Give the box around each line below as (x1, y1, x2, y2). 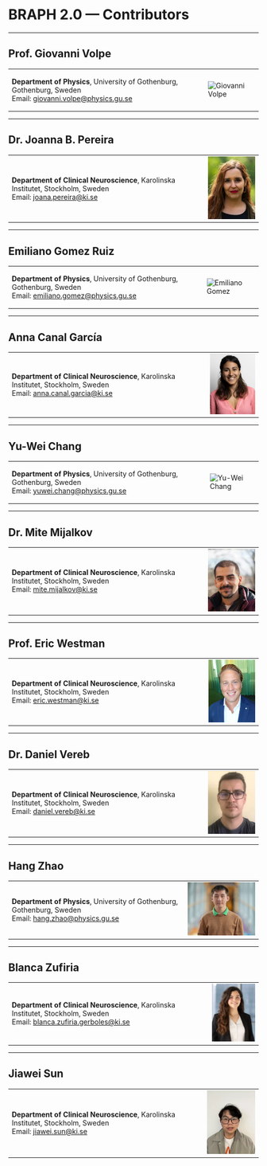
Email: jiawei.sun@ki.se (11, 1126, 87, 1136)
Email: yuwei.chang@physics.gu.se (11, 486, 127, 495)
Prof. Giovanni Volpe (8, 47, 112, 61)
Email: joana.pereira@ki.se (11, 192, 98, 202)
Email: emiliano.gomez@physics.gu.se (11, 291, 137, 300)
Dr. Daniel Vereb (8, 747, 90, 761)
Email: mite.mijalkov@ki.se (11, 584, 98, 594)
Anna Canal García (8, 331, 103, 344)
